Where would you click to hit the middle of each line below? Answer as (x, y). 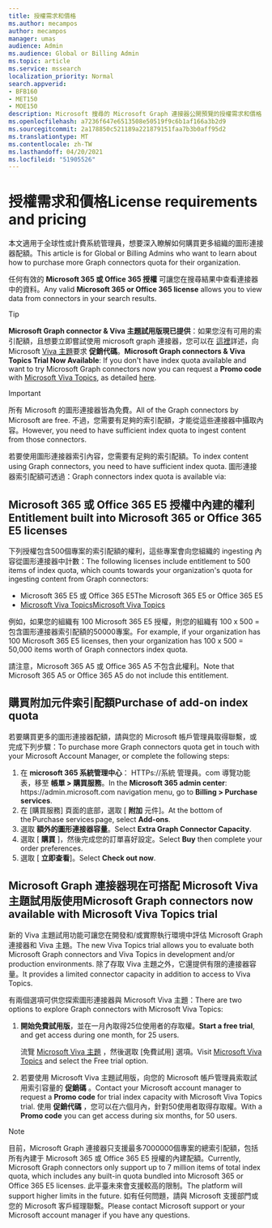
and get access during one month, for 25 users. (100, 1035)
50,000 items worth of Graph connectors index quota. (98, 649)
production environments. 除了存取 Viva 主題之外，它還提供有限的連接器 (129, 963)
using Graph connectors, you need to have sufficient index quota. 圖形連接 (133, 467)
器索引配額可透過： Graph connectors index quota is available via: (117, 476)
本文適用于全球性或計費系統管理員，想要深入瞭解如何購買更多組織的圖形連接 (136, 243)
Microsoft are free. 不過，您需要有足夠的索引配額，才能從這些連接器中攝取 (132, 420)
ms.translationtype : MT (49, 136)
